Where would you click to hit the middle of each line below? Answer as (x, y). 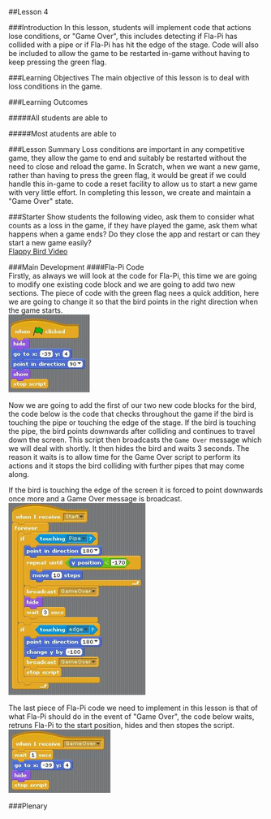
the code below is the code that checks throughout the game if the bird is (131, 414)
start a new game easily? (50, 243)
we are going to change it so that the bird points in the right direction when (133, 301)
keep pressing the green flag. (58, 62)
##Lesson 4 (28, 12)
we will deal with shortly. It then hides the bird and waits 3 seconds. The (129, 448)
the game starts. (36, 310)
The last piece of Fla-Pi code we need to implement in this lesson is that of (133, 708)
